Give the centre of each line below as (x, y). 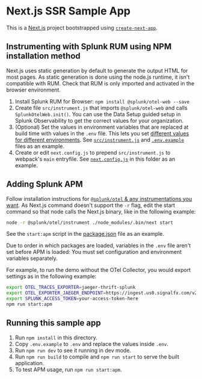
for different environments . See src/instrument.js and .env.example (99, 140)
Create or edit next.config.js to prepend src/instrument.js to (93, 152)
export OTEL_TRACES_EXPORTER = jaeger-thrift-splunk (71, 288)
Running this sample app (54, 323)
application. (29, 363)
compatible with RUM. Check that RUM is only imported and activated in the (100, 83)
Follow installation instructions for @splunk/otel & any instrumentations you (99, 199)
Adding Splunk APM (44, 184)
